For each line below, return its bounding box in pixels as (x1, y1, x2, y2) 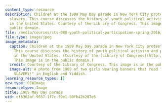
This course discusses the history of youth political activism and (14, 48, 158, 53)
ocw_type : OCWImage (5, 80, 45, 85)
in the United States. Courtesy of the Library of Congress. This (9, 21, 149, 26)
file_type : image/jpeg (5, 35, 52, 40)
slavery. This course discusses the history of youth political (9, 16, 145, 21)
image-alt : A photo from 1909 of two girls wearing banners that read (9, 67, 158, 72)
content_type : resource (5, 7, 54, 12)
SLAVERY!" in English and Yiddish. (14, 71, 87, 76)
